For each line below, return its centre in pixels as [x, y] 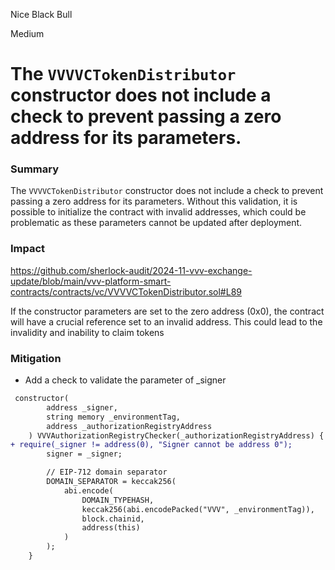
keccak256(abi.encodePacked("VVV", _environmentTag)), [198, 509]
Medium [27, 33]
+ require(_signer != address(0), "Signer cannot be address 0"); [151, 445]
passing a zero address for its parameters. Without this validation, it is [154, 201]
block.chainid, [113, 519]
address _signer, [82, 407]
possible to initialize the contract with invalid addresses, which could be [158, 212]
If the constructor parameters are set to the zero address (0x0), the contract [167, 311]
